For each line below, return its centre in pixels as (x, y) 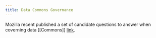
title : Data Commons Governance (39, 10)
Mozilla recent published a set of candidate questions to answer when (78, 24)
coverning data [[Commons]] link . (40, 30)
